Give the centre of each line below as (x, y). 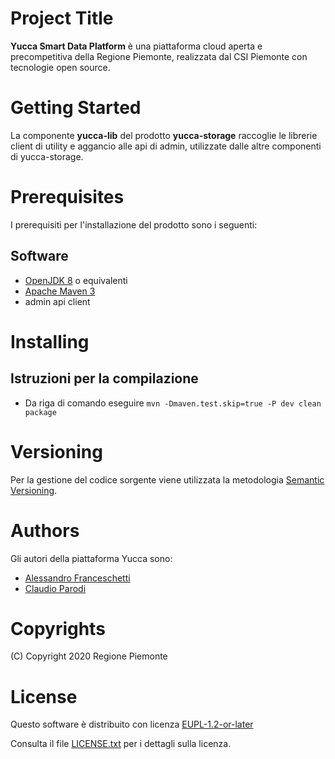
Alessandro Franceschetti (77, 578)
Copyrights (58, 628)
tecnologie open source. (60, 67)
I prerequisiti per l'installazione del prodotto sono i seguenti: (134, 224)
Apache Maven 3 (60, 291)
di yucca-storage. (47, 156)
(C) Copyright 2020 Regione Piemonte (89, 656)
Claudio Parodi (55, 588)
